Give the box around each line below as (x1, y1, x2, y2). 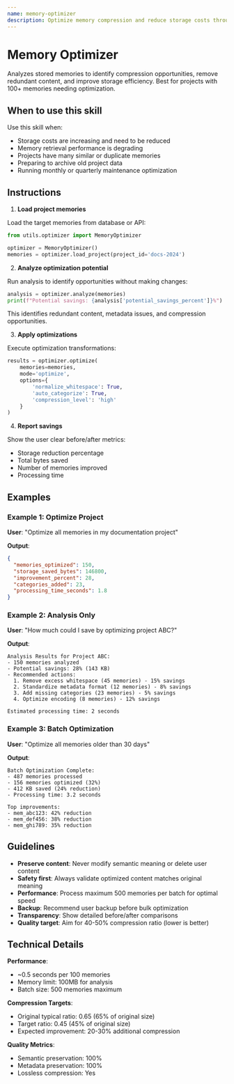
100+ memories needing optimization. (7, 84, 116, 93)
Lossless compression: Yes (17, 1069, 96, 1077)
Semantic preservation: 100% (17, 1054, 102, 1062)
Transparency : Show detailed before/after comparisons (17, 911, 178, 920)
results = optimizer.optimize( (7, 357, 98, 364)
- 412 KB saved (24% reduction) (7, 785, 101, 792)
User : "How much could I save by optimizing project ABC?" (7, 626, 178, 635)
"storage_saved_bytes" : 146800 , (13, 568, 108, 575)
